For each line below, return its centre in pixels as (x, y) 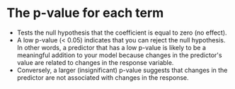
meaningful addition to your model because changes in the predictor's (119, 55)
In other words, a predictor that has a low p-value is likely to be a (111, 47)
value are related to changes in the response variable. (95, 62)
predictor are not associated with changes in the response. (103, 77)
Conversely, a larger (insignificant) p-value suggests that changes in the (122, 70)
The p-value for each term (85, 13)
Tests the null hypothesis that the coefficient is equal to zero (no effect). (122, 32)
